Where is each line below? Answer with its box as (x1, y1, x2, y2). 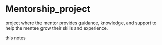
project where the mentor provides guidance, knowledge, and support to (5, 20, 157, 26)
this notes (5, 35, 26, 41)
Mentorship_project (5, 3, 90, 15)
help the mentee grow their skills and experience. (5, 25, 108, 31)
